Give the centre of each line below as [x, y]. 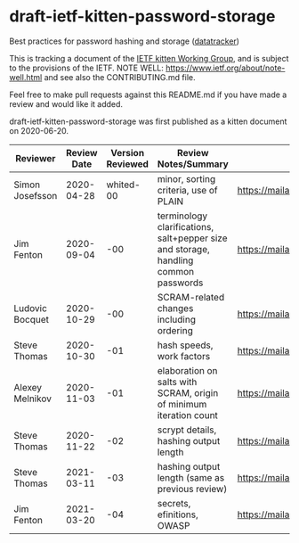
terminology [182, 216]
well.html [26, 77]
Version [128, 152]
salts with [177, 382]
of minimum [182, 404]
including [176, 319]
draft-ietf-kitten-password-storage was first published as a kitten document [148, 121]
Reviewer [35, 158]
